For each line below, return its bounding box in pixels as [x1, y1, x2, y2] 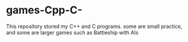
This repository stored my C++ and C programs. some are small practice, [6, 23, 183, 30]
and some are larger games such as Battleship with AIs [6, 29, 139, 36]
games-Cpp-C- [6, 3, 83, 17]
